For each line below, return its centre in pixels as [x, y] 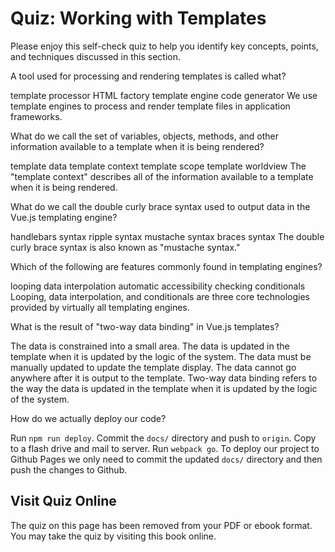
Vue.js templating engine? [64, 217]
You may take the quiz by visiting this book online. [113, 536]
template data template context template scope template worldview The [158, 166]
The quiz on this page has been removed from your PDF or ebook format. [161, 525]
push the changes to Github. [69, 469]
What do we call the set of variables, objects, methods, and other [144, 136]
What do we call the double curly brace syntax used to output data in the [160, 206]
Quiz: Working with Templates [138, 18]
